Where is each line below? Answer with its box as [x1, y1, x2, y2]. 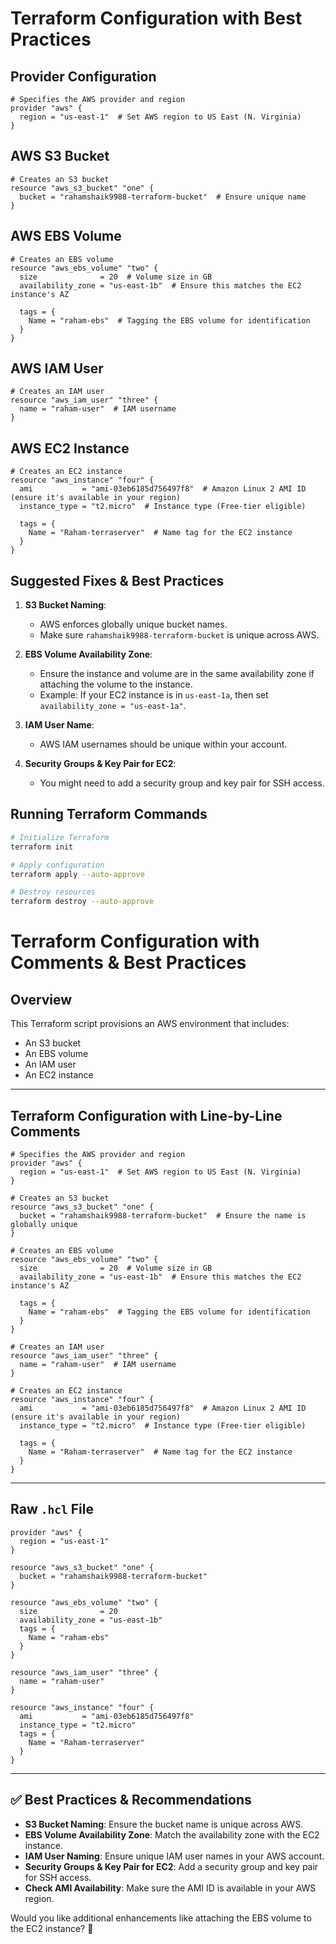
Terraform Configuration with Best [10, 7, 303, 30]
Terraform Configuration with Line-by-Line [10, 1107, 283, 1124]
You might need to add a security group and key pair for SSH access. [39, 777, 325, 789]
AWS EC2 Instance [10, 440, 130, 457]
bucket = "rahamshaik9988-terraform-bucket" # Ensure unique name [19, 192, 307, 202]
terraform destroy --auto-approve [10, 897, 155, 907]
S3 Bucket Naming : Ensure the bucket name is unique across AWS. [24, 1818, 304, 1830]
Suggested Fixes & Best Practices [10, 572, 225, 589]
